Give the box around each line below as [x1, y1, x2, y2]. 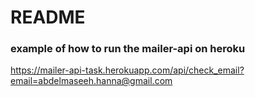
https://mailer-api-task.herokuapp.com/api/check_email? [10, 64, 245, 76]
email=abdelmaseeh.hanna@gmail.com [10, 75, 173, 87]
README [10, 6, 86, 29]
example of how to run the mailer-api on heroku [10, 42, 246, 56]
